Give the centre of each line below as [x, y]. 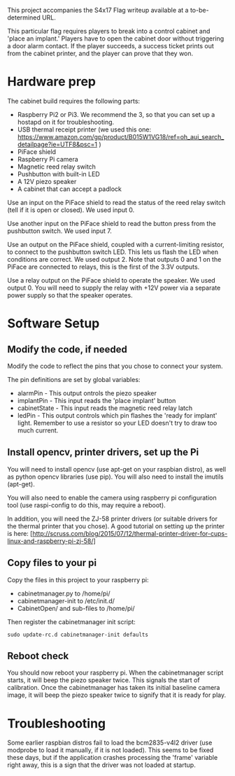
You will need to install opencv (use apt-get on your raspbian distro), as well [116, 469]
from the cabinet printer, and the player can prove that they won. [100, 53]
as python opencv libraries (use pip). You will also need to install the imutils [115, 477]
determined [24, 17]
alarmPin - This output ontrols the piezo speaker [87, 393]
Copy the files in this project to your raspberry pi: [78, 579]
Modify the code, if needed [67, 349]
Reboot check [38, 656]
